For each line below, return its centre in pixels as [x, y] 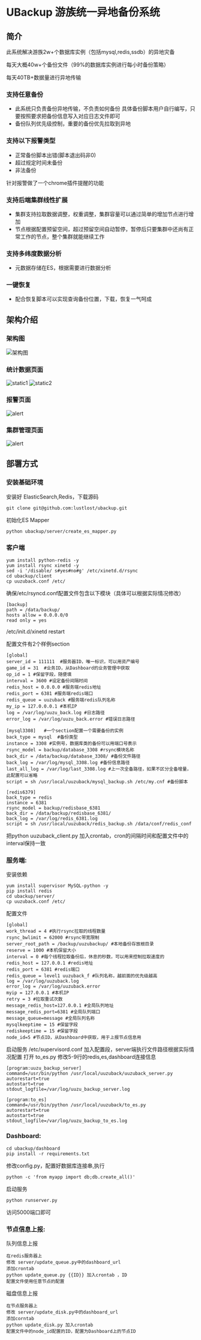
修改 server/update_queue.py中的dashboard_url [64, 1262]
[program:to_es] [26, 1100]
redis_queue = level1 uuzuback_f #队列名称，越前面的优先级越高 [82, 976]
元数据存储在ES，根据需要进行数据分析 [63, 268]
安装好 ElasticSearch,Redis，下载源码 [52, 497]
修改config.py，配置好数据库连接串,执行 [55, 1165]
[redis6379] [21, 793]
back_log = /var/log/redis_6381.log [52, 819]
